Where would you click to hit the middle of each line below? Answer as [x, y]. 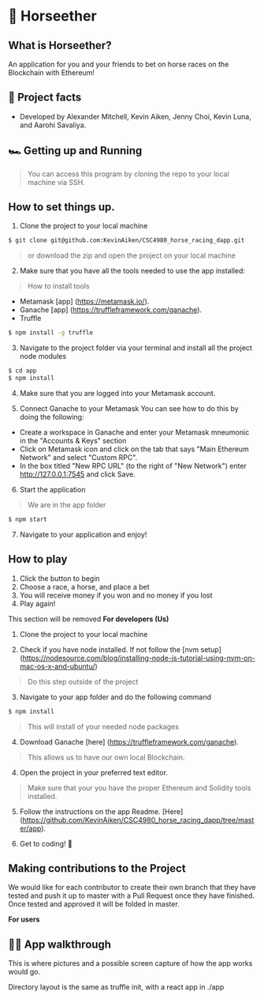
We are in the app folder [67, 504]
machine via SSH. [56, 182]
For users [24, 919]
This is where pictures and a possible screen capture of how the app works [130, 963]
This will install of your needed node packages [103, 726]
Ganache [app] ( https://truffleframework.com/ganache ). [111, 310]
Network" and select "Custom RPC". [78, 457]
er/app [30, 828]
